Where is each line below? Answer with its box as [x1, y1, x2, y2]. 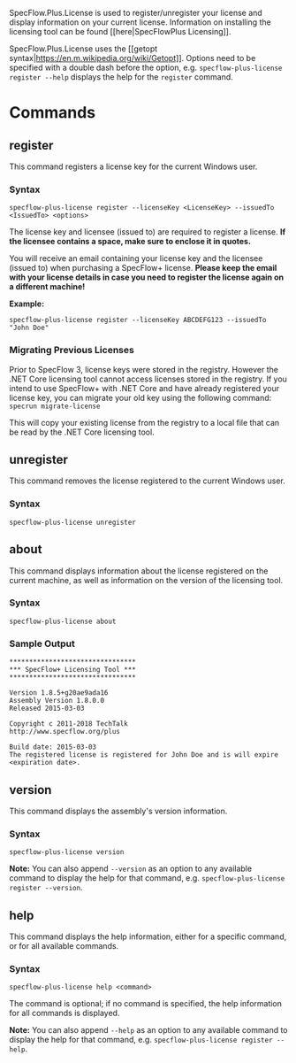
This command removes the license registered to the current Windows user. [9, 475, 285, 486]
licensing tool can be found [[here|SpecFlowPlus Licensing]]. [9, 27, 231, 36]
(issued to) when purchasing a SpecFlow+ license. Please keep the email [9, 263, 277, 273]
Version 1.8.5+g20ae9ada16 [9, 689, 109, 697]
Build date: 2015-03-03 [9, 743, 97, 751]
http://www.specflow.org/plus [9, 728, 121, 736]
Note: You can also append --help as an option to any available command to [9, 1025, 288, 1036]
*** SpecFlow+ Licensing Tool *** [9, 666, 137, 674]
